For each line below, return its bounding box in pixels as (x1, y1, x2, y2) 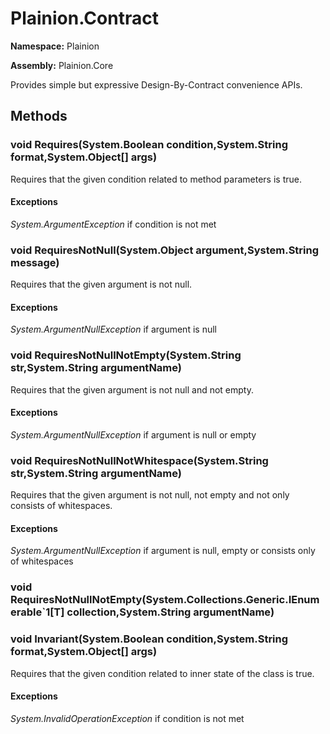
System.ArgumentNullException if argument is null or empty (10, 428, 257, 441)
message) (10, 255, 60, 269)
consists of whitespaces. (10, 500, 113, 512)
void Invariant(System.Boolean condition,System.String (10, 632, 289, 646)
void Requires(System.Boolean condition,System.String (10, 138, 288, 152)
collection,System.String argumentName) (66, 605, 275, 619)
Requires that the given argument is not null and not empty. (10, 383, 254, 396)
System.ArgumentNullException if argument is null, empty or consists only (10, 545, 316, 557)
